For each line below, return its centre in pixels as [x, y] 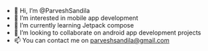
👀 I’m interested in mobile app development [76, 18]
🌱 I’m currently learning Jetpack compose [74, 25]
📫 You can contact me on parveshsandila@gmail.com [91, 40]
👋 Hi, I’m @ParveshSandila [52, 11]
